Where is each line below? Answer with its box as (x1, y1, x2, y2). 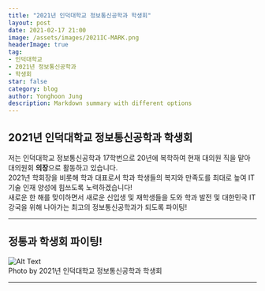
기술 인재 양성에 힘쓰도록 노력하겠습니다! (8, 182, 132, 192)
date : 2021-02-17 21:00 (8, 26, 87, 34)
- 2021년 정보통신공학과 (8, 63, 77, 71)
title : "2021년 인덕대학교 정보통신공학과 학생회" (8, 11, 151, 20)
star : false (8, 77, 47, 85)
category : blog (8, 84, 58, 93)
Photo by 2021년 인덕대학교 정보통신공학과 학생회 (8, 266, 162, 275)
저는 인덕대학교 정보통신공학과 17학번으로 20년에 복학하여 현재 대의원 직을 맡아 (8, 153, 251, 162)
